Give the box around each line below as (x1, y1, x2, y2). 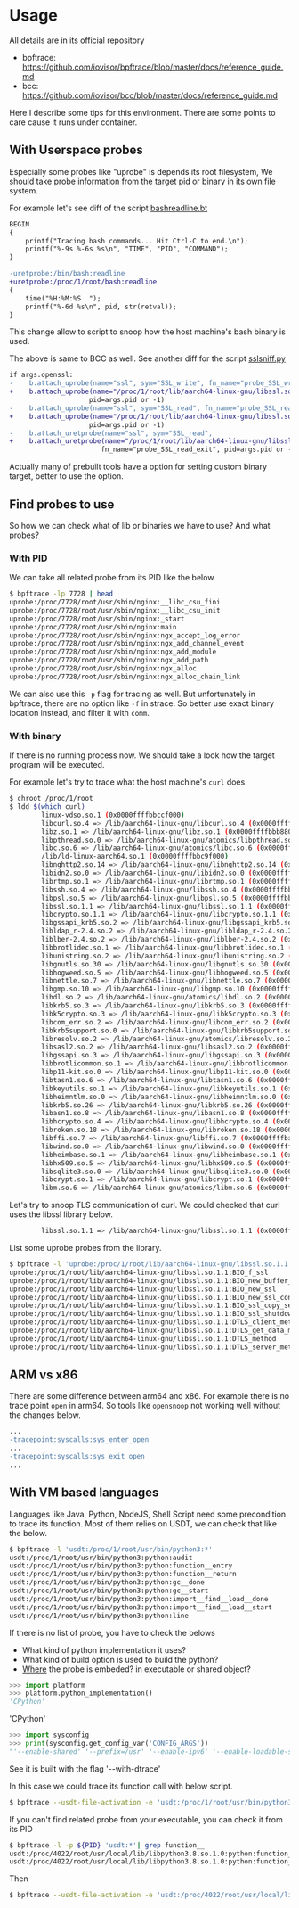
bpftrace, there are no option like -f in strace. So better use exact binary (9, 697, 274, 709)
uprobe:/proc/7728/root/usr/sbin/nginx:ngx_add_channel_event (9, 639, 245, 648)
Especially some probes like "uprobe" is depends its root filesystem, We (9, 166, 273, 177)
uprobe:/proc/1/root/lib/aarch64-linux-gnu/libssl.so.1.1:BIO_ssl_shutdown (9, 1310, 296, 1319)
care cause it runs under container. (9, 117, 138, 127)
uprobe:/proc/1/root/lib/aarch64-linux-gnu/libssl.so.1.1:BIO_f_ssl (9, 1268, 269, 1277)
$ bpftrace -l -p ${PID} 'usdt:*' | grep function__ (9, 1840, 205, 1850)
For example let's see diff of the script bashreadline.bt (9, 202, 208, 213)
